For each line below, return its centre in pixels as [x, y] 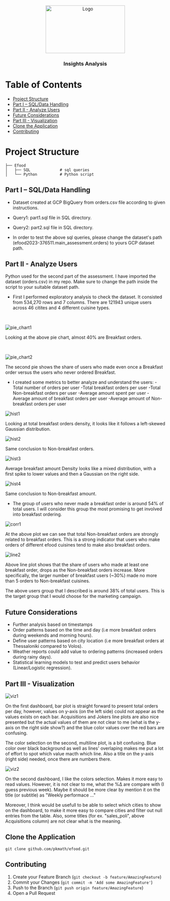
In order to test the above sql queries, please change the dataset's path [87, 237]
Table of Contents [44, 85]
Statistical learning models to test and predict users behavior [76, 663]
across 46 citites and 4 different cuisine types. [61, 308]
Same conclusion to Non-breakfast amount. [51, 494]
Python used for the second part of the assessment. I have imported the [81, 276]
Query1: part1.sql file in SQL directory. [52, 217]
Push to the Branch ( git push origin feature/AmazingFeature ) [78, 888]
